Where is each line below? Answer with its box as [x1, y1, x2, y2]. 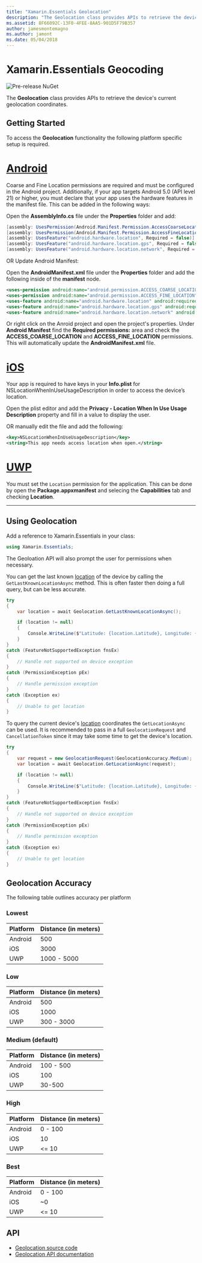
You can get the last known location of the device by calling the [6, 573, 164, 580]
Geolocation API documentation [14, 1250, 94, 1258]
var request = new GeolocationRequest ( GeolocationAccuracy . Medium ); [17, 756, 192, 762]
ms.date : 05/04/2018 [6, 37, 58, 43]
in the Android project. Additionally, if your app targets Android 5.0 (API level [6, 188, 195, 195]
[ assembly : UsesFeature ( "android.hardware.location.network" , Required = [6, 246, 195, 253]
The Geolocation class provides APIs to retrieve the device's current [6, 94, 176, 101]
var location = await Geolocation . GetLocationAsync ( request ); [17, 761, 176, 767]
